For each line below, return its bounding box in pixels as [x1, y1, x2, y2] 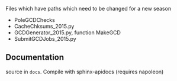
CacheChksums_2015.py [14, 23, 75, 30]
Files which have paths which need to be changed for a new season [5, 5, 172, 12]
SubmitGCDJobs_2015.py [14, 35, 76, 42]
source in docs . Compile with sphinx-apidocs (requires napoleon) [5, 68, 164, 75]
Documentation [5, 53, 65, 63]
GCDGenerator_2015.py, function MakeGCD [14, 29, 121, 36]
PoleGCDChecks [14, 17, 56, 23]
